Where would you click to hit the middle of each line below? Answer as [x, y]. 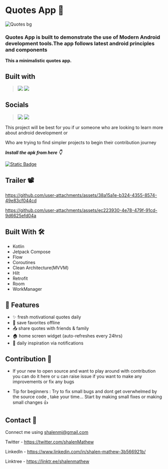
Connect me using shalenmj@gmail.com [47, 432]
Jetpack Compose [32, 252]
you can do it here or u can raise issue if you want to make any [77, 377]
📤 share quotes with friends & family [51, 328]
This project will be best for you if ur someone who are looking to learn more [84, 127]
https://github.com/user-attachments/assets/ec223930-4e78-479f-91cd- [81, 210]
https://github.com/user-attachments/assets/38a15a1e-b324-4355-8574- [81, 195]
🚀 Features [22, 305]
